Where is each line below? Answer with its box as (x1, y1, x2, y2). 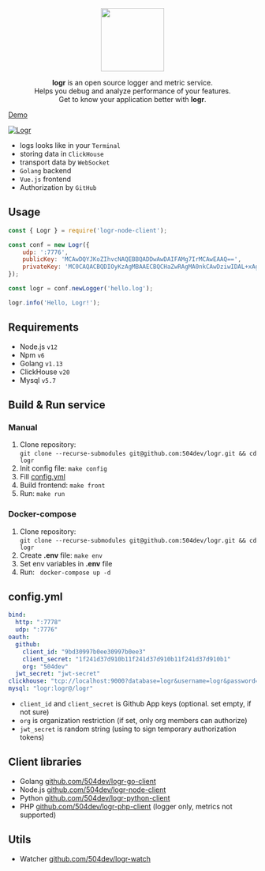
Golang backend (19, 166, 72, 175)
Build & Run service (8, 399, 106, 412)
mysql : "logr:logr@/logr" (8, 684, 93, 693)
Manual (8, 422, 38, 433)
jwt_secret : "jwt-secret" (15, 670, 101, 678)
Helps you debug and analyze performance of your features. (34, 86, 231, 96)
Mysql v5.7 (19, 375, 57, 384)
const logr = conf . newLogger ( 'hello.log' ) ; (8, 285, 154, 293)
